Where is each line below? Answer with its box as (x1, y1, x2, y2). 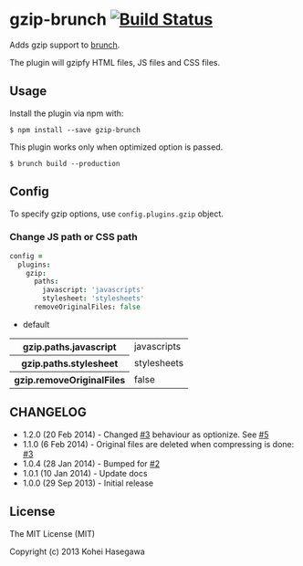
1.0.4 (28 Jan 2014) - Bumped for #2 (22, 457, 161, 469)
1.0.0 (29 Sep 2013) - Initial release (22, 477, 154, 488)
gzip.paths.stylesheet (21, 357, 119, 370)
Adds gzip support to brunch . (9, 39, 120, 50)
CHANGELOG (9, 404, 87, 420)
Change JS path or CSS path (9, 231, 139, 244)
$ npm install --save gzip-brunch (9, 125, 141, 134)
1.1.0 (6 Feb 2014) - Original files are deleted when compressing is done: (22, 438, 295, 449)
